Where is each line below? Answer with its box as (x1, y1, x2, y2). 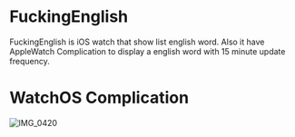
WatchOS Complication (9, 88, 189, 108)
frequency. (9, 55, 50, 66)
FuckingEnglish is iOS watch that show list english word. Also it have (9, 36, 265, 47)
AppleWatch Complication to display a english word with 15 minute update (9, 45, 286, 56)
